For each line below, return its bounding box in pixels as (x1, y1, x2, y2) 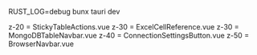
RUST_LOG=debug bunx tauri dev (8, 7, 120, 16)
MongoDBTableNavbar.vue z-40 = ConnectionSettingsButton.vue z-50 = (8, 31, 250, 40)
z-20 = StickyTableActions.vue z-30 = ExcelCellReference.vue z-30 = (8, 22, 239, 31)
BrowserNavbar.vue (8, 39, 75, 49)
